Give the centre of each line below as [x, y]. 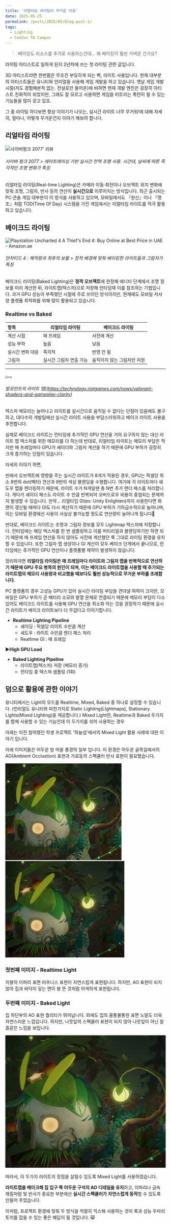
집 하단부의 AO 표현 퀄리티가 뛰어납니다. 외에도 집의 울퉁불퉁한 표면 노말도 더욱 [84, 1015]
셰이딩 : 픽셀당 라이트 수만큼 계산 [53, 626]
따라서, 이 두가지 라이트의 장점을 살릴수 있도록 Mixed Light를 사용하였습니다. [81, 1176]
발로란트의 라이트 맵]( [27, 389]
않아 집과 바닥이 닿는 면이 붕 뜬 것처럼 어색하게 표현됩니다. [63, 989]
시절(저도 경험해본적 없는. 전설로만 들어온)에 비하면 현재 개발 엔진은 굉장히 [79, 88]
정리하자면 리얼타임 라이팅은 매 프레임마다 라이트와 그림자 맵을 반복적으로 [77, 561]
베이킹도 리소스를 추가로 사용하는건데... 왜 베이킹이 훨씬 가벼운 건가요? [87, 53]
